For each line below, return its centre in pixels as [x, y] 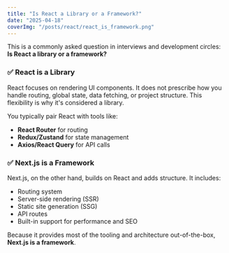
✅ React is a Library [41, 72]
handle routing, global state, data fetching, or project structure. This [105, 95]
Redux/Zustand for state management [73, 137]
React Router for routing [53, 130]
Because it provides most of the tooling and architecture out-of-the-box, [111, 235]
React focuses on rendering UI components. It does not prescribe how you [114, 88]
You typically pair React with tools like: [62, 116]
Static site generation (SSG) [57, 206]
